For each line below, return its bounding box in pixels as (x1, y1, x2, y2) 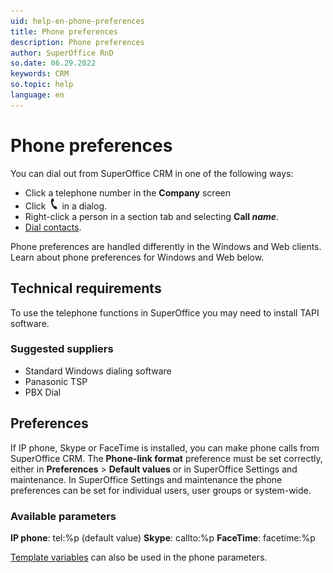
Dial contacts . (24, 221, 82, 233)
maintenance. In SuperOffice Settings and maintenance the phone (10, 473, 283, 485)
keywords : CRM (10, 69, 70, 79)
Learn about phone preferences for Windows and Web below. (10, 251, 265, 263)
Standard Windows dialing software (24, 365, 172, 377)
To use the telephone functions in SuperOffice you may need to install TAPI (10, 306, 320, 319)
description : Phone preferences (10, 37, 145, 47)
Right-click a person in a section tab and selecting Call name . (24, 210, 280, 222)
